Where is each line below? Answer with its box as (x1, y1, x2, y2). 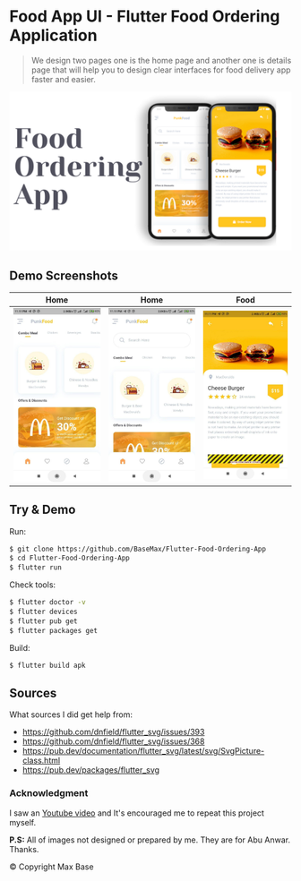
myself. (9, 817, 37, 827)
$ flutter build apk (9, 661, 87, 670)
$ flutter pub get (9, 616, 78, 626)
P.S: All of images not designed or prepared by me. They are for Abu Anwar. (9, 834, 291, 845)
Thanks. (9, 843, 39, 854)
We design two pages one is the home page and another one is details (30, 55, 292, 65)
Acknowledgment (9, 787, 89, 800)
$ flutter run (9, 563, 63, 572)
